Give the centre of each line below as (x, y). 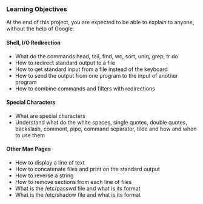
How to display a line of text (50, 162)
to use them (30, 135)
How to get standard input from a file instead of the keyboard (92, 69)
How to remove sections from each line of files (73, 182)
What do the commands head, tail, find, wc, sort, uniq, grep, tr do (97, 56)
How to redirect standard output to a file (65, 63)
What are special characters (50, 116)
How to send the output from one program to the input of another (97, 75)
